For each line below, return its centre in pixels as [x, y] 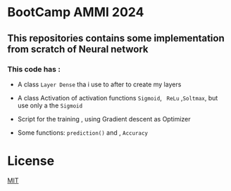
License [31, 161]
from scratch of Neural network [78, 49]
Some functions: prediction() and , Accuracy [83, 132]
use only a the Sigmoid [50, 105]
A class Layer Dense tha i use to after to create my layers [99, 84]
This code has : [34, 69]
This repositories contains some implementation [116, 38]
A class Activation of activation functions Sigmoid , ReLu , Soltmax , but [118, 98]
